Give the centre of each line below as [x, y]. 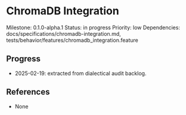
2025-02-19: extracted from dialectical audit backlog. [80, 73]
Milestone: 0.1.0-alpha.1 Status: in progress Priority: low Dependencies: [93, 27]
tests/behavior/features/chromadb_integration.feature [72, 40]
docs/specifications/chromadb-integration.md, [63, 33]
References [28, 92]
